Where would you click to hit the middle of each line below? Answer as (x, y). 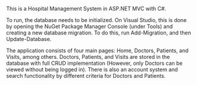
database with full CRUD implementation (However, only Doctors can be (94, 63)
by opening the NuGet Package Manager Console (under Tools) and (90, 26)
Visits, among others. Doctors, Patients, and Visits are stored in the (88, 57)
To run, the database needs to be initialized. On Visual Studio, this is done (96, 20)
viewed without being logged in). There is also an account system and (92, 70)
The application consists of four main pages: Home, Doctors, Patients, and (97, 51)
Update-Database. (29, 39)
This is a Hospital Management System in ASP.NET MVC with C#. (86, 9)
